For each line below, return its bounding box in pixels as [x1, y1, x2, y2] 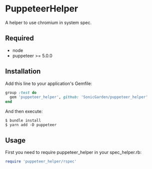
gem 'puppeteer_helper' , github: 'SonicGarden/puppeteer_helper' [9, 94, 149, 100]
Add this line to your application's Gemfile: [5, 80, 92, 86]
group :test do [5, 90, 37, 95]
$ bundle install [5, 118, 41, 123]
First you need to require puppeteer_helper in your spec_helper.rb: [5, 149, 142, 155]
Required [5, 34, 34, 42]
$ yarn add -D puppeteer [5, 122, 57, 127]
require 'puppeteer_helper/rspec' [5, 159, 77, 164]
